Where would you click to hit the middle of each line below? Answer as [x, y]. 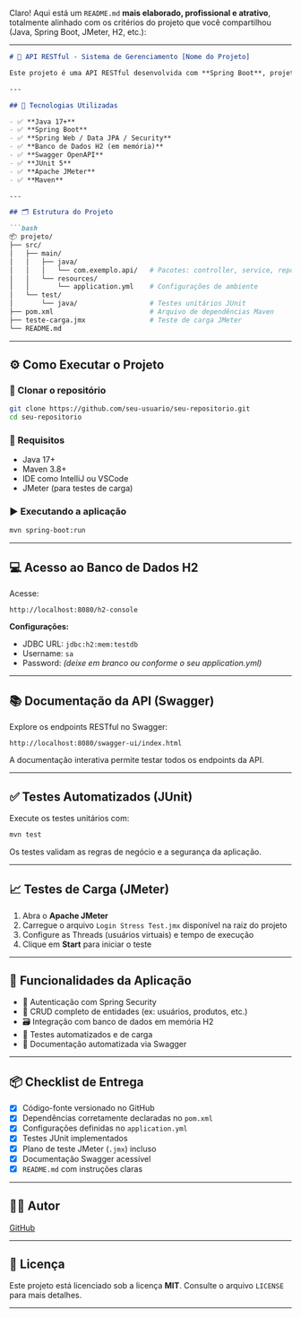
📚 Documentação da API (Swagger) [112, 701]
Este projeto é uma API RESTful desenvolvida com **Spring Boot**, [138, 73]
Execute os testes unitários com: [69, 818]
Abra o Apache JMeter [65, 915]
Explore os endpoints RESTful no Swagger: [89, 727]
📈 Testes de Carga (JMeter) [90, 890]
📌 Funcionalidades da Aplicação [101, 981]
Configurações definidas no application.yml [105, 1128]
